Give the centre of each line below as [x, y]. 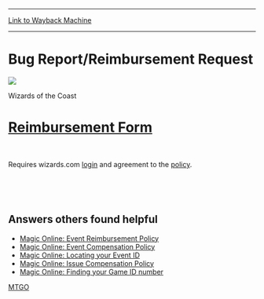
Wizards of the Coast [42, 96]
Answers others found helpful [83, 219]
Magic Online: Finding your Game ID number [91, 272]
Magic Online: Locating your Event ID [79, 255]
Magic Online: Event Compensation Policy [87, 246]
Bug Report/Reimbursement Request [131, 59]
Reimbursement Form [81, 128]
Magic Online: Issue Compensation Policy [87, 263]
